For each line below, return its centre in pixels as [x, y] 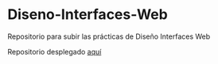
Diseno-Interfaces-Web [88, 15]
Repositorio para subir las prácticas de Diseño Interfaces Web [109, 36]
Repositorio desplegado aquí [54, 51]
